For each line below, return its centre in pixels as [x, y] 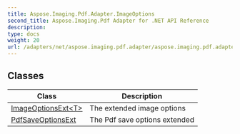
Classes [26, 76]
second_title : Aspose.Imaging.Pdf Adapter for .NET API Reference [108, 21]
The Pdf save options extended [142, 120]
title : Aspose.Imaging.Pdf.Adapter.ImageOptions [81, 14]
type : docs [24, 34]
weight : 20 [24, 41]
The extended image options [137, 108]
